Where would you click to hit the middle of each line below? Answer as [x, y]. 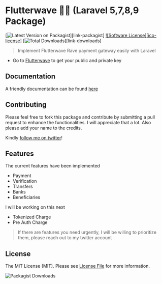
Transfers [23, 187]
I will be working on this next [35, 207]
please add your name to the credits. [44, 128]
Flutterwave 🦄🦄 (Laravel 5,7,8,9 [72, 10]
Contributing [26, 105]
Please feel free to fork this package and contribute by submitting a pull [80, 117]
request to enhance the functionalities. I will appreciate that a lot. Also [78, 122]
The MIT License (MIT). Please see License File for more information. [77, 266]
